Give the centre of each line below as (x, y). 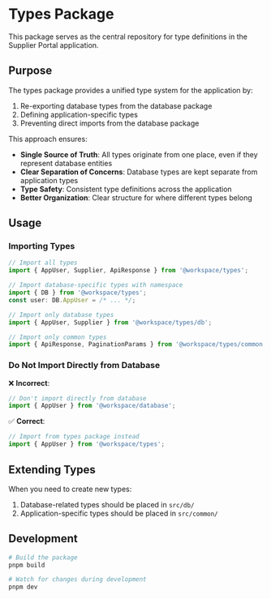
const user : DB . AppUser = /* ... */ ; (72, 300)
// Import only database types (61, 314)
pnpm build (27, 565)
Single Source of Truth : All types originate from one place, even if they (139, 154)
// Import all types (43, 263)
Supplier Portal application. (54, 45)
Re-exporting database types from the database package (116, 105)
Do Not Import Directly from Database (84, 366)
